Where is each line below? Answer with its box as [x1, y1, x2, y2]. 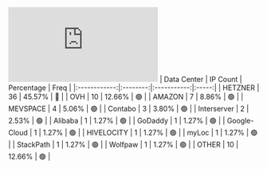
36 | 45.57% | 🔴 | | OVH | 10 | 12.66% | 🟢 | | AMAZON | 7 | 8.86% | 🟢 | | [8, 92, 244, 101]
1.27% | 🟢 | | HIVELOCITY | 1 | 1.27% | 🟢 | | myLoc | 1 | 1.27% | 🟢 [42, 128, 258, 137]
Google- [226, 116, 254, 125]
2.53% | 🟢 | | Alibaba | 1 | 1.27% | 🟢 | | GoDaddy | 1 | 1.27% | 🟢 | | [8, 116, 226, 125]
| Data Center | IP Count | [159, 75, 242, 84]
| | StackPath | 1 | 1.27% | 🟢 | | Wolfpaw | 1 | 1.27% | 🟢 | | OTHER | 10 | [8, 140, 239, 149]
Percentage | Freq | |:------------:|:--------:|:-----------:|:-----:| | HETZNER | [8, 83, 260, 92]
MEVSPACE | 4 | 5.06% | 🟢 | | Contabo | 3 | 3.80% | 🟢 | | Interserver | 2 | [8, 104, 249, 113]
